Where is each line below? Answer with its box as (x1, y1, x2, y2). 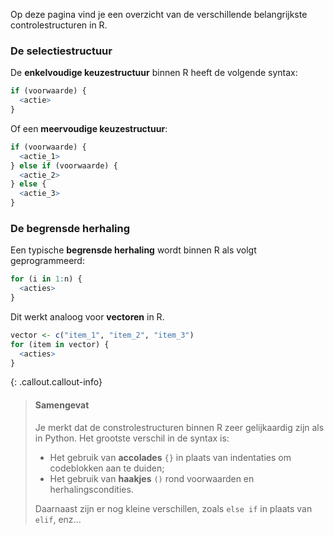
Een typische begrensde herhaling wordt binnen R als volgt (10, 244, 257, 256)
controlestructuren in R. (10, 19, 108, 31)
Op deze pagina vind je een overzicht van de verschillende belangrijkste (10, 9, 308, 20)
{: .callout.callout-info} (10, 376, 103, 388)
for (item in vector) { (10, 339, 110, 349)
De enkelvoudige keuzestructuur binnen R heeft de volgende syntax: (10, 67, 298, 79)
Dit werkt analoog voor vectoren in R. (10, 310, 165, 323)
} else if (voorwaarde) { (10, 160, 118, 171)
